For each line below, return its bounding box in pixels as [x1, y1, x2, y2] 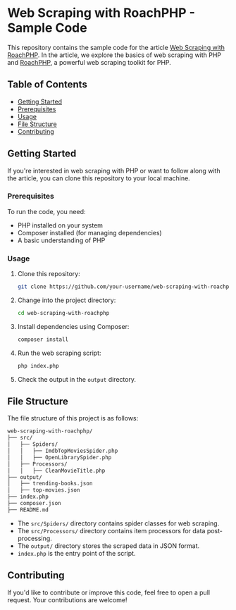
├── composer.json [7, 500, 61, 507]
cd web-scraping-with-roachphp [17, 310, 110, 317]
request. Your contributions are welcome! [7, 595, 128, 604]
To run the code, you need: [7, 207, 86, 216]
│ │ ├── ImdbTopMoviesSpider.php [7, 447, 118, 455]
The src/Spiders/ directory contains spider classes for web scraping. [17, 519, 220, 528]
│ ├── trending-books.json [7, 480, 93, 487]
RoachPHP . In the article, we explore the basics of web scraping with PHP [7, 51, 222, 59]
